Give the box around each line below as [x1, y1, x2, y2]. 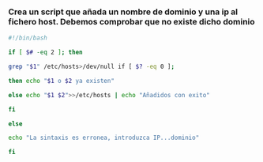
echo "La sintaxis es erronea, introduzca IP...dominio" [8, 134, 200, 142]
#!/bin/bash [8, 34, 47, 42]
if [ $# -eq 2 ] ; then [8, 48, 83, 57]
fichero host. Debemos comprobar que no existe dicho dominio [8, 16, 255, 27]
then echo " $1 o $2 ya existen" [8, 77, 115, 85]
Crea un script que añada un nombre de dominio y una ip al [8, 6, 239, 17]
